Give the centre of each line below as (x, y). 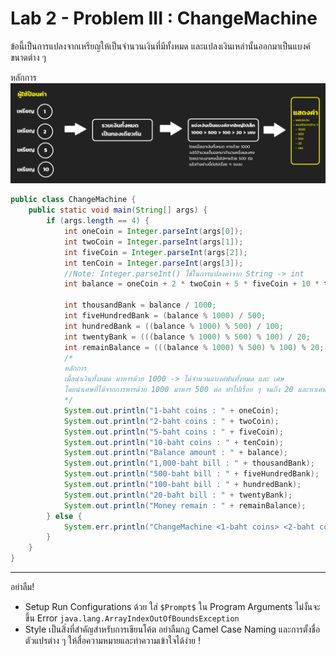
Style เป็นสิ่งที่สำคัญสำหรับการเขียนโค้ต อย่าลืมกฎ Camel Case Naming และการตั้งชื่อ (172, 629)
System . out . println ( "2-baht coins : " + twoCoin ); (171, 421)
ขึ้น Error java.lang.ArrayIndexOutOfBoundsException (132, 618)
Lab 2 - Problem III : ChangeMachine (164, 18)
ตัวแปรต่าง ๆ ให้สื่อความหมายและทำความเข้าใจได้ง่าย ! (112, 641)
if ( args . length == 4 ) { (98, 221)
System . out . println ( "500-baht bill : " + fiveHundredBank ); (191, 474)
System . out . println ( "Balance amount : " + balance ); (175, 453)
